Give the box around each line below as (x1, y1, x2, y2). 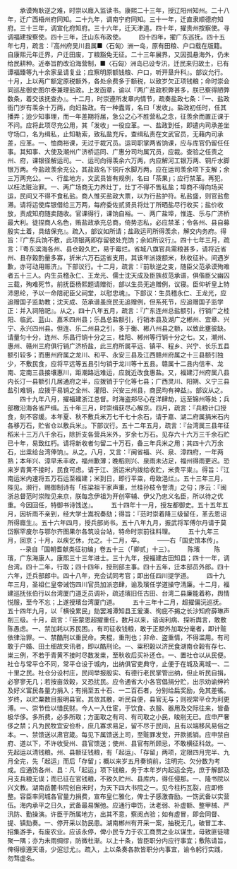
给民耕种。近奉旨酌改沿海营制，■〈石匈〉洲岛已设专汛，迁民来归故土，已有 (7, 59, 229, 67)
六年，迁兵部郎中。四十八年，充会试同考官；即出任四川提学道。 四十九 (7, 572, 226, 579)
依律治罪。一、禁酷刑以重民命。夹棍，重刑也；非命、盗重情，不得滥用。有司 (7, 633, 230, 642)
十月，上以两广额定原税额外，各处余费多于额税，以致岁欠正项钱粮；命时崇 (7, 77, 224, 85)
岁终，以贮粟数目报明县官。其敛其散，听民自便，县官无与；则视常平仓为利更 (7, 695, 230, 703)
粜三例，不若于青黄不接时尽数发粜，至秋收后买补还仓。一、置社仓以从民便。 (7, 651, 230, 659)
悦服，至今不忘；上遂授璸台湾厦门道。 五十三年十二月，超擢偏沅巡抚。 (7, 598, 226, 606)
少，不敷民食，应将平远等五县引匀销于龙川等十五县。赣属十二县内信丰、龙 (7, 360, 224, 367)
